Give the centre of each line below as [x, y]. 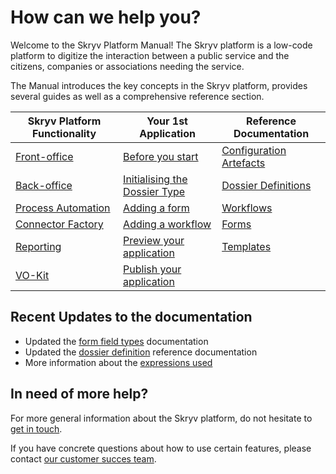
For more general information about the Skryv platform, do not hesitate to [161, 418]
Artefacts [243, 163]
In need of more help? [79, 394]
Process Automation [63, 208]
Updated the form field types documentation [116, 341]
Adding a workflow [167, 224]
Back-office [44, 185]
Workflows [247, 208]
